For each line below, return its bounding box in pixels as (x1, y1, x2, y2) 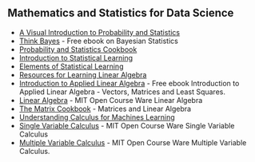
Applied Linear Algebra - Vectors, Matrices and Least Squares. (18, 87, 225, 97)
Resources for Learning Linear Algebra (18, 69, 147, 79)
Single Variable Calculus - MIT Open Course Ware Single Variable (18, 121, 235, 130)
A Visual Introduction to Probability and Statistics (18, 27, 181, 37)
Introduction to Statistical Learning (18, 53, 133, 62)
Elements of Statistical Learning (18, 61, 124, 71)
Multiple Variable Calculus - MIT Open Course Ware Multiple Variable (18, 137, 247, 147)
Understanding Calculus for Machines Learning (18, 112, 175, 122)
